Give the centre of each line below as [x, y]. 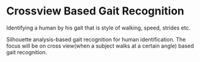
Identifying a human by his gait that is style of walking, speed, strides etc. [98, 28]
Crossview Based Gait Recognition [95, 11]
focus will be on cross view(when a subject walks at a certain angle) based [100, 46]
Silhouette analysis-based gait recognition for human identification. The [96, 39]
